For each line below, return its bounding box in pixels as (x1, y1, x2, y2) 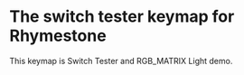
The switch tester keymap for (9, 6, 235, 27)
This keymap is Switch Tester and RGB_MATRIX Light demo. (9, 55, 233, 66)
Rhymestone (9, 25, 107, 46)
